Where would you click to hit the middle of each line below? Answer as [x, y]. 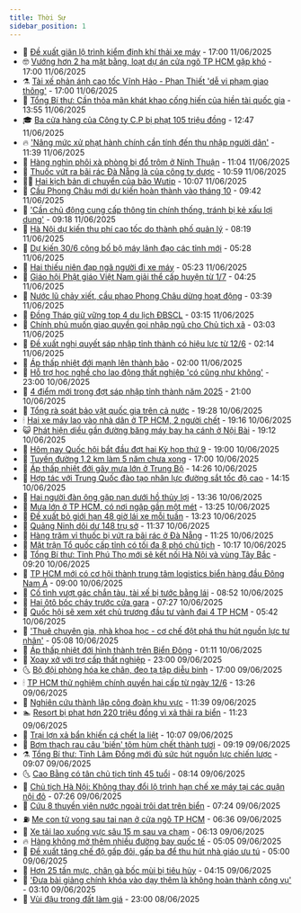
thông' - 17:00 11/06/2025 [70, 90]
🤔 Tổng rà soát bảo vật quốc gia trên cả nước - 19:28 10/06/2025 [142, 410]
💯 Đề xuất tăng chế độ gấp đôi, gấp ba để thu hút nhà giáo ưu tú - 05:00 [156, 851]
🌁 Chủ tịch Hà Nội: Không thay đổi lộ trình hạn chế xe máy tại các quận [154, 786]
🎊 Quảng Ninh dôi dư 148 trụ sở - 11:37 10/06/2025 [116, 525]
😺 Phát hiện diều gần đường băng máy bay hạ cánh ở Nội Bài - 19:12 [149, 430]
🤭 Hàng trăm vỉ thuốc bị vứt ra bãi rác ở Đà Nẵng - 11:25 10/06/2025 [148, 535]
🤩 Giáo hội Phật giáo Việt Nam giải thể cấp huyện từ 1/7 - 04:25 [139, 276]
